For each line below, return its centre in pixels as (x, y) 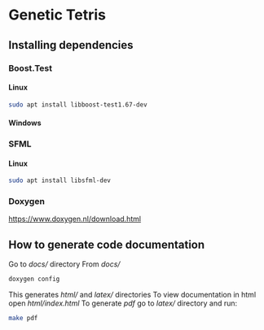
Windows (25, 123)
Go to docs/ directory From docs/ (64, 264)
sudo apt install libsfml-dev (60, 180)
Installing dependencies (71, 45)
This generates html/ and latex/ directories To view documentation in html (132, 295)
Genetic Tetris (57, 15)
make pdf (23, 319)
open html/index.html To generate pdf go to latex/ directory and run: (123, 303)
